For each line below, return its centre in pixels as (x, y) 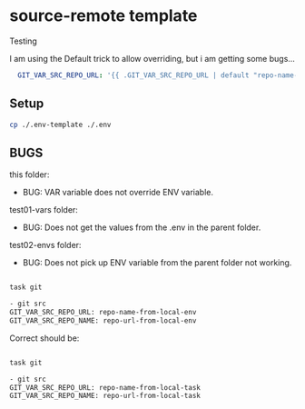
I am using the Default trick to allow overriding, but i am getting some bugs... (152, 58)
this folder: (30, 175)
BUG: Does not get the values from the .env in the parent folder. (142, 227)
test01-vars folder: (44, 210)
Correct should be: (44, 338)
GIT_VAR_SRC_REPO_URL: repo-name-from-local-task (105, 387)
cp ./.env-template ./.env (60, 125)
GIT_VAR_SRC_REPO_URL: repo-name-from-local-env (103, 313)
